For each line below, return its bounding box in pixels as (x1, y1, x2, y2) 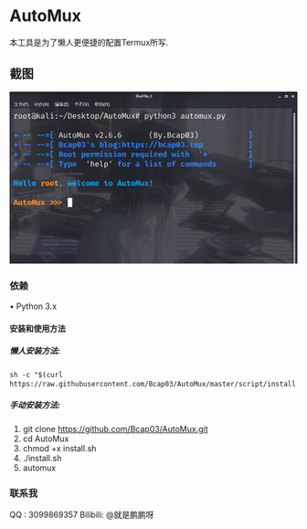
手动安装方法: (9, 399, 61, 411)
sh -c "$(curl (9, 370, 64, 379)
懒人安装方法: (9, 345, 61, 356)
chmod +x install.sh (22, 442, 97, 453)
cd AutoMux (22, 433, 69, 444)
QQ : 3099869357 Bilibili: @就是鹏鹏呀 (9, 509, 154, 521)
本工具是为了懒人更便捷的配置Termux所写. (9, 37, 169, 48)
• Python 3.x (9, 301, 58, 312)
